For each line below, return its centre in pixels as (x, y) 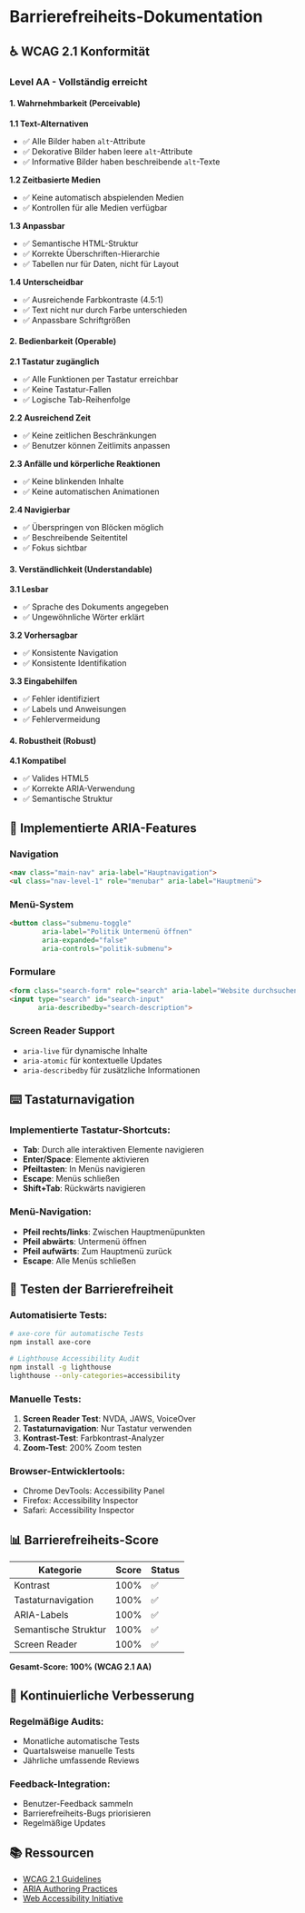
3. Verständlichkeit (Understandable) (81, 569)
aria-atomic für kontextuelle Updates (92, 1060)
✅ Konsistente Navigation (70, 653)
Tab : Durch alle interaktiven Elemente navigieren (113, 1150)
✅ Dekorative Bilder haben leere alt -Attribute (108, 151)
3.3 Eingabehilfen (44, 681)
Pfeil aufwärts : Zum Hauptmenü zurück (97, 1251)
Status (165, 1571)
